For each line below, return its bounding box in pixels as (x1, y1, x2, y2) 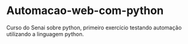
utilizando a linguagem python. (6, 30, 85, 37)
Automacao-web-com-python (6, 4, 164, 18)
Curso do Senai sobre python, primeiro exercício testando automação (6, 24, 182, 31)
